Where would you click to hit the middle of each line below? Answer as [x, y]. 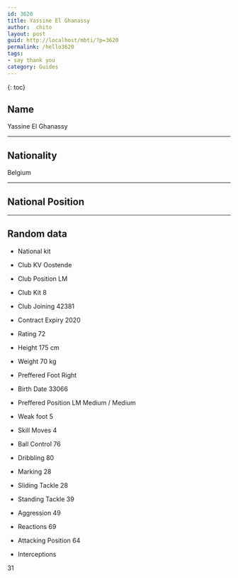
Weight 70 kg [37, 361]
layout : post [27, 34]
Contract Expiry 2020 [49, 320]
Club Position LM [42, 279]
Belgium [19, 173]
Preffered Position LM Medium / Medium [76, 402]
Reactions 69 [37, 526]
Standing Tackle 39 [46, 499]
